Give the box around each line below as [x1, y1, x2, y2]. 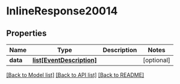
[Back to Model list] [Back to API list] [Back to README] [6, 71, 144, 79]
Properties [6, 28, 47, 38]
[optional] [142, 56, 170, 64]
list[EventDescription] [32, 56, 98, 64]
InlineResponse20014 [6, 4, 119, 18]
